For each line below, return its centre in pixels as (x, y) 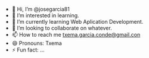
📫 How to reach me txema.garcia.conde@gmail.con (76, 35)
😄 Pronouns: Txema (37, 43)
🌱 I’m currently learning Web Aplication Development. (77, 22)
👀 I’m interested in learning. (45, 15)
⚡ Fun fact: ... (28, 50)
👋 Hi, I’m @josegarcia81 (41, 9)
